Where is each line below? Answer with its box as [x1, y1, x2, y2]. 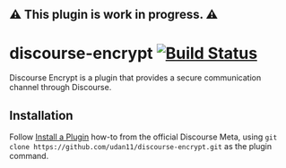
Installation [9, 107, 74, 123]
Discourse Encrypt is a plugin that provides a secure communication [9, 72, 262, 83]
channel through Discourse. [9, 82, 112, 93]
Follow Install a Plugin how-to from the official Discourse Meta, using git [9, 131, 278, 142]
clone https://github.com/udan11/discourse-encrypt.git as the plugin [9, 141, 272, 152]
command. [9, 151, 49, 162]
